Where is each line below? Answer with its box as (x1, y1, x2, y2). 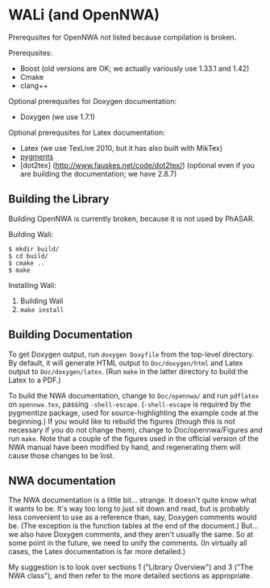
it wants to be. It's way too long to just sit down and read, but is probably (8, 504, 250, 514)
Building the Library (8, 192, 110, 206)
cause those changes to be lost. (8, 450, 115, 461)
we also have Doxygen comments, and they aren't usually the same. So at (8, 530, 254, 540)
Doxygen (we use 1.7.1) (19, 111, 95, 122)
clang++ (19, 81, 48, 90)
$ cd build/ (8, 252, 48, 260)
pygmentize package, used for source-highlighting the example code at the (8, 407, 260, 417)
